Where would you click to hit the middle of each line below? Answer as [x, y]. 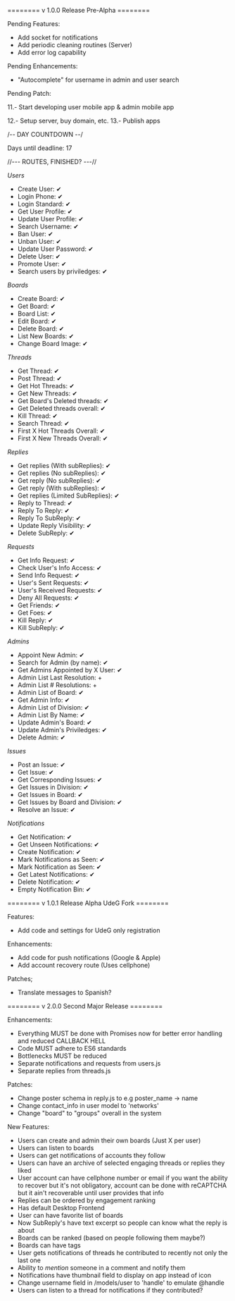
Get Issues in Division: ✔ [53, 787]
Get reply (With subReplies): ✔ [62, 488]
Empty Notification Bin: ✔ [54, 889]
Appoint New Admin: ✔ [51, 655]
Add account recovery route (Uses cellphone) [84, 965]
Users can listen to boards [56, 1148]
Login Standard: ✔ [44, 204]
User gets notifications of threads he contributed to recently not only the [122, 1253]
